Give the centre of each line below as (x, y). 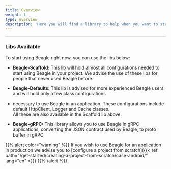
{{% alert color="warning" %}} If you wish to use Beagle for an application (83, 145)
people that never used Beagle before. (53, 78)
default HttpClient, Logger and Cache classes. (61, 109)
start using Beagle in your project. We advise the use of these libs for (85, 73)
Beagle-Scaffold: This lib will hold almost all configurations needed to (86, 67)
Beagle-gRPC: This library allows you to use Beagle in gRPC (76, 124)
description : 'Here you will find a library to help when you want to (82, 24)
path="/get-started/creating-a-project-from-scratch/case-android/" (77, 155)
